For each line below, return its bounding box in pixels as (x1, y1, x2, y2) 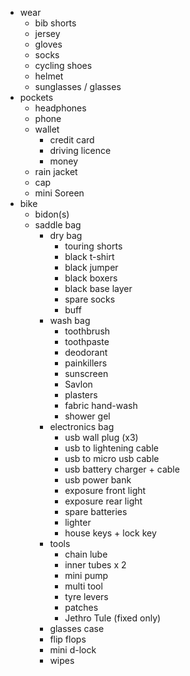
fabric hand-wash (64, 400, 138, 411)
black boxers (64, 272, 118, 284)
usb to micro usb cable (64, 453, 160, 464)
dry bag (49, 230, 83, 241)
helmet (34, 70, 64, 82)
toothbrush (64, 325, 111, 337)
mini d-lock (49, 644, 97, 656)
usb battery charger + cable (64, 463, 180, 475)
